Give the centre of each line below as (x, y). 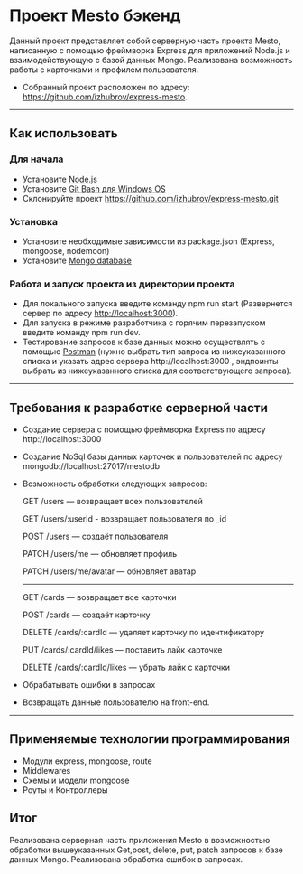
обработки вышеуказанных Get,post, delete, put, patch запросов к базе (147, 850)
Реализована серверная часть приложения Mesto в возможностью (140, 840)
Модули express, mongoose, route (87, 761)
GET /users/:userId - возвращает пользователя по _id (124, 519)
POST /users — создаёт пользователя (95, 536)
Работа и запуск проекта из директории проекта (122, 284)
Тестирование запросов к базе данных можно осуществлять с (144, 342)
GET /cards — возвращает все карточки (99, 597)
